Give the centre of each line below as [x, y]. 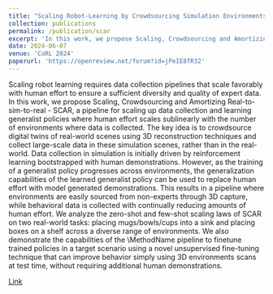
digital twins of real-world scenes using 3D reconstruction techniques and [132, 136]
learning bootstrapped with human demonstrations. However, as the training [136, 162]
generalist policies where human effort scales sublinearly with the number [132, 119]
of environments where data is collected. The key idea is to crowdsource [130, 128]
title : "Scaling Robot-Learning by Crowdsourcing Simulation [114, 16]
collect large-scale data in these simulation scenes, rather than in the [124, 145]
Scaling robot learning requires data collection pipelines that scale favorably [136, 84]
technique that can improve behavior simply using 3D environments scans [132, 257]
